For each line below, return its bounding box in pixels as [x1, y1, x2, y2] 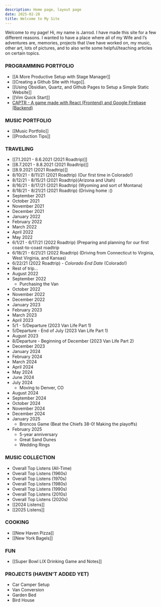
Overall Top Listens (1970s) [12, 476, 67, 481]
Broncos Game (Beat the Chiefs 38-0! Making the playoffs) [19, 421, 138, 427]
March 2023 [12, 312, 37, 318]
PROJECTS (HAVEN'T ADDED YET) [5, 571, 89, 578]
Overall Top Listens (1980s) [12, 481, 67, 486]
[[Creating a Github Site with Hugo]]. [12, 79, 86, 84]
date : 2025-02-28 [5, 12, 40, 17]
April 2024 [12, 364, 34, 370]
